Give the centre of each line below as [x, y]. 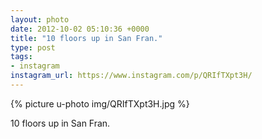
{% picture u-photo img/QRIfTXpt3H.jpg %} [100, 103]
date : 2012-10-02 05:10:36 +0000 [80, 29]
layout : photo [40, 19]
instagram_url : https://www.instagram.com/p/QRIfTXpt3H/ [131, 76]
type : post [33, 47]
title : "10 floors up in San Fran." [86, 38]
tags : [21, 57]
